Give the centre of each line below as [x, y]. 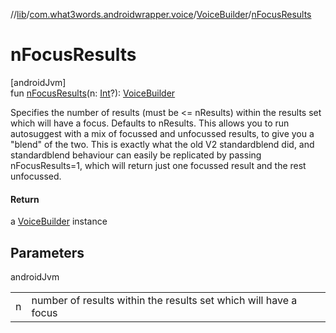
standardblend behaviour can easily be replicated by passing [136, 155]
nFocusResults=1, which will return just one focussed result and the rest [158, 165]
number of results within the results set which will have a [164, 300]
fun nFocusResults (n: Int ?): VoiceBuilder [93, 93]
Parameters [47, 252]
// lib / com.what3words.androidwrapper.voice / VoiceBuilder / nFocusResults [161, 14]
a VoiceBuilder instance [59, 221]
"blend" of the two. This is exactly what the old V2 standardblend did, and [162, 144]
